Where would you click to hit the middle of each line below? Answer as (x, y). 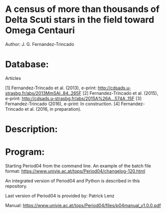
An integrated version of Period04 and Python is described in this (72, 181)
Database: (27, 65)
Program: (25, 152)
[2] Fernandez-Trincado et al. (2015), (120, 93)
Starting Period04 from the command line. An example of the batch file (78, 166)
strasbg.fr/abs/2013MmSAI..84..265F (43, 93)
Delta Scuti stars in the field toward (80, 20)
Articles (13, 78)
